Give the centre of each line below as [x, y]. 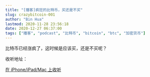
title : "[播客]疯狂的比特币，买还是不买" [44, 10]
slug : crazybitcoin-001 [30, 15]
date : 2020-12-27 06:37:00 [34, 29]
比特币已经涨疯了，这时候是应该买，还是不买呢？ [56, 48]
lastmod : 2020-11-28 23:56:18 [37, 24]
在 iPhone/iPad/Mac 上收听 [33, 69]
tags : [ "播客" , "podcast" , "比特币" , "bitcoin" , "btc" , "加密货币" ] [75, 33]
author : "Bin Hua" [24, 19]
